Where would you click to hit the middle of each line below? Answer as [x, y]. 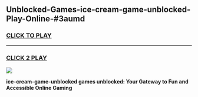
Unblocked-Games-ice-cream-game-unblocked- [98, 10]
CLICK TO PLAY [29, 36]
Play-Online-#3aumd [46, 19]
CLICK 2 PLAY [27, 58]
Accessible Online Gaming [39, 88]
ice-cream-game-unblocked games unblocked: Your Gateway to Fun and [97, 81]
